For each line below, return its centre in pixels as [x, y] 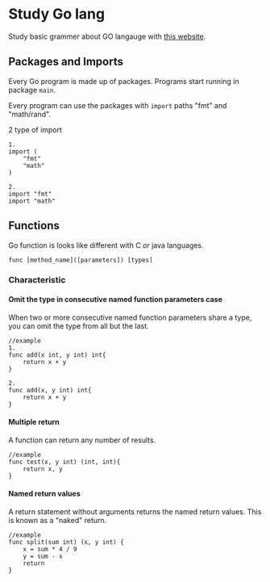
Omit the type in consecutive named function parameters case [116, 299]
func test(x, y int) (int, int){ [64, 462]
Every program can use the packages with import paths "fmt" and [118, 105]
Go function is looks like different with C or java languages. [106, 245]
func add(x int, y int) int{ [57, 355]
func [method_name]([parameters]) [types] [81, 260]
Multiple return [34, 422]
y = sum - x [43, 557]
